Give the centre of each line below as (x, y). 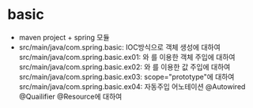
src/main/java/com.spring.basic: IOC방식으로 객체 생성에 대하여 (119, 47)
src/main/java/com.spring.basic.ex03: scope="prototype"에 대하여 (126, 76)
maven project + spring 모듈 (64, 37)
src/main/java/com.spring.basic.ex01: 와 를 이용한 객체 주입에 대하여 (127, 57)
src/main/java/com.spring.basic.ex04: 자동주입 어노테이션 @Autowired (132, 86)
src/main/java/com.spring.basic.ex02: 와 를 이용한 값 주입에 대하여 (125, 67)
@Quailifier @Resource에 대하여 (70, 96)
